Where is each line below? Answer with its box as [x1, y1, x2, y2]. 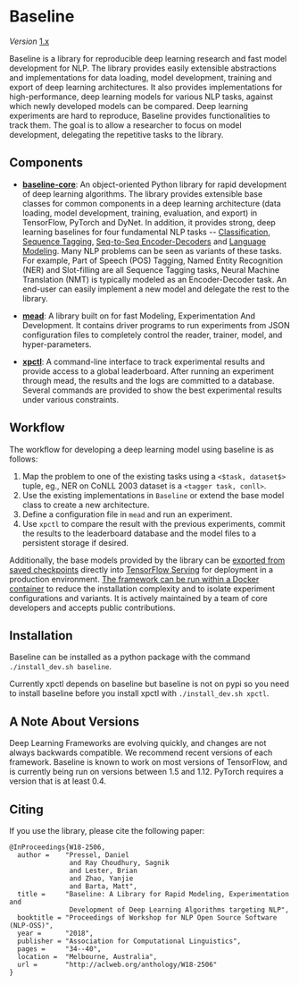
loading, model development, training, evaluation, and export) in [21, 208, 258, 218]
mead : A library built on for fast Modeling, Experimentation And [21, 310, 256, 321]
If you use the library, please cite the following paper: [9, 826, 205, 836]
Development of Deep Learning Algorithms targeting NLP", [69, 905, 290, 914]
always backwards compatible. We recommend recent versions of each [9, 747, 273, 758]
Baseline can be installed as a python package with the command [9, 651, 251, 663]
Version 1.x [9, 36, 50, 47]
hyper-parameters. [21, 338, 92, 350]
